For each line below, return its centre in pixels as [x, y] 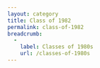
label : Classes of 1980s [57, 47]
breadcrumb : [25, 34]
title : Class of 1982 [39, 21]
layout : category [33, 14]
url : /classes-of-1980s [55, 54]
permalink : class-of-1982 [45, 27]
